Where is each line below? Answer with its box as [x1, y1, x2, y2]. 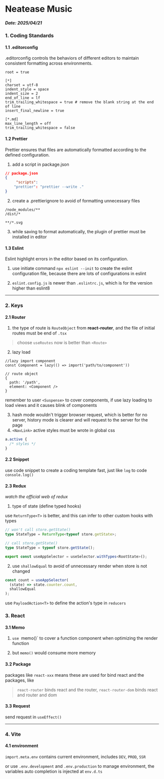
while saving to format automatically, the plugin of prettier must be [12, 228, 146, 234]
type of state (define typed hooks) [12, 503, 82, 509]
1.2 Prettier [5, 135, 28, 141]
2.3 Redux [5, 483, 26, 489]
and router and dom [17, 692, 57, 698]
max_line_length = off [5, 121, 51, 126]
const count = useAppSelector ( [5, 578, 69, 582]
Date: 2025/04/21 [5, 20, 42, 25]
